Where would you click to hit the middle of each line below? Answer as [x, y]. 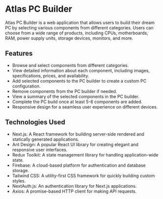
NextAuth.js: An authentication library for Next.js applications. [74, 186]
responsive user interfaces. [40, 150]
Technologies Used [35, 122]
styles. [19, 181]
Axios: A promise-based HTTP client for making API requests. [74, 191]
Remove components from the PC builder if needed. [65, 91]
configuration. [26, 86]
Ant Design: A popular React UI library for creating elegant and [75, 144]
